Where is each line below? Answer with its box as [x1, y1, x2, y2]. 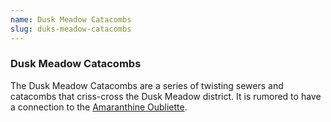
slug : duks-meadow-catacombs [10, 24, 132, 34]
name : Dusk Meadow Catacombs [10, 14, 132, 25]
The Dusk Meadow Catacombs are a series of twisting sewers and [10, 79, 284, 91]
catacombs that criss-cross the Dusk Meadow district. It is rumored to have [10, 90, 322, 102]
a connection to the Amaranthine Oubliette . [10, 101, 188, 113]
